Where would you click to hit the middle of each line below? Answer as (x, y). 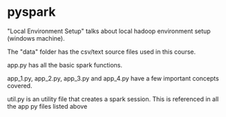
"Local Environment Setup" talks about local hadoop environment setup (109, 31)
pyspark (31, 12)
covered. (20, 85)
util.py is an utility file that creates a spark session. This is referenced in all (113, 99)
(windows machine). (36, 38)
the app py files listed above (47, 106)
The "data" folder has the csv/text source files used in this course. (101, 52)
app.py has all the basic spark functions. (65, 65)
